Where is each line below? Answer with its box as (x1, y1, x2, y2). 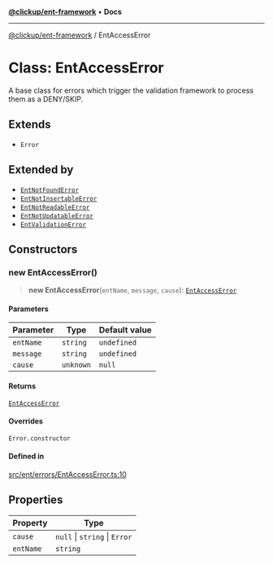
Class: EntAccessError (8, 59, 164, 77)
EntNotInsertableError (19, 194, 97, 202)
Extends (8, 118, 51, 132)
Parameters (8, 304, 49, 314)
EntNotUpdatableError (19, 211, 93, 220)
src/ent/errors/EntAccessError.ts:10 (8, 470, 128, 479)
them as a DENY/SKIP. (8, 93, 84, 104)
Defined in (8, 451, 45, 462)
